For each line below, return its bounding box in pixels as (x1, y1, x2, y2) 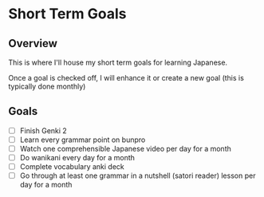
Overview (8, 37, 58, 50)
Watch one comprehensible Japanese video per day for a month (19, 144, 231, 153)
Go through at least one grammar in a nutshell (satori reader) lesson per (19, 171, 256, 180)
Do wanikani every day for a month (19, 153, 136, 162)
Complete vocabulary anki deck (19, 162, 125, 171)
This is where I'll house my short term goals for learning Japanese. (8, 57, 228, 67)
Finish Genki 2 (19, 125, 68, 136)
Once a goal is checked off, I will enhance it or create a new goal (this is (8, 73, 245, 82)
